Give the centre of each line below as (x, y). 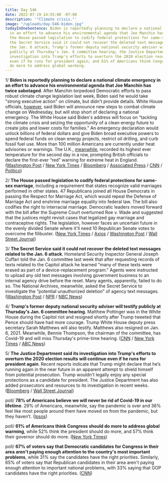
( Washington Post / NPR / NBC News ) (44, 297)
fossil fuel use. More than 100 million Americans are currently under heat (80, 144)
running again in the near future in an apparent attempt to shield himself (79, 370)
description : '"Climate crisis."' (41, 19)
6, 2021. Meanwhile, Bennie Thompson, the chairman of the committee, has (83, 333)
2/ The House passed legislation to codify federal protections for (74, 181)
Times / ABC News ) (25, 344)
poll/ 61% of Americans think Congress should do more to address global (82, 426)
